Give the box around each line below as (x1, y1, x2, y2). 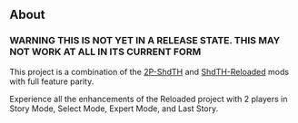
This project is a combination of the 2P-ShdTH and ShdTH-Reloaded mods (9, 66, 289, 77)
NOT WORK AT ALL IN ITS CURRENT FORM (9, 45, 202, 58)
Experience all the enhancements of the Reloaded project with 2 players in (9, 93, 288, 104)
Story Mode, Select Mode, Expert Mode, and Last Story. (9, 103, 219, 114)
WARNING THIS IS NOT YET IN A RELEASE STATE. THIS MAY (9, 34, 281, 47)
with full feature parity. (9, 76, 94, 87)
